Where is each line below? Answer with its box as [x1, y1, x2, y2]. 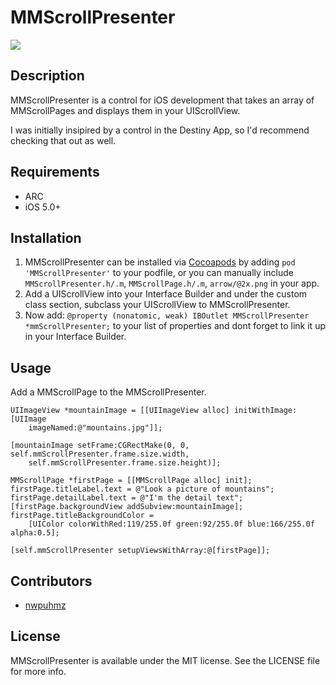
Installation [10, 229, 82, 246]
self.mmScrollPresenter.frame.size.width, [10, 449, 190, 460]
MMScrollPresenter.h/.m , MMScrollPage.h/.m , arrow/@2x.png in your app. [24, 277, 320, 290]
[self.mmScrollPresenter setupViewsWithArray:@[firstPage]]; [10, 546, 271, 556]
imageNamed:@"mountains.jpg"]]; [28, 423, 163, 433]
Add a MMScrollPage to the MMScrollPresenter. [10, 386, 207, 398]
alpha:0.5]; [10, 528, 60, 538]
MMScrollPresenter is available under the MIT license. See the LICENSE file [10, 654, 321, 666]
